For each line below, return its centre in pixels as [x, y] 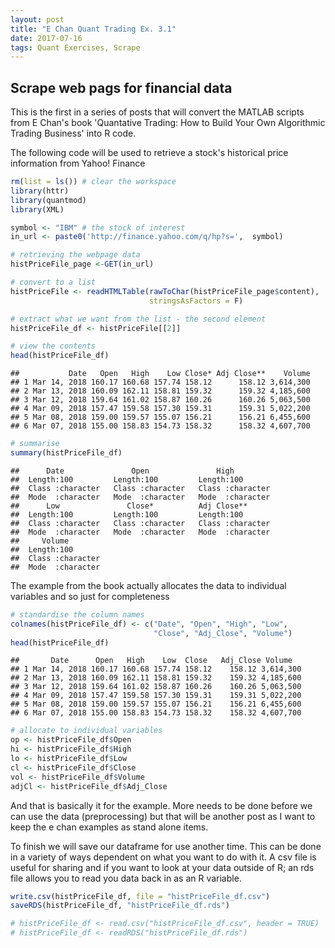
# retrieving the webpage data [75, 255]
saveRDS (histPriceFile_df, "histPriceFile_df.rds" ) [120, 906]
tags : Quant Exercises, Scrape [75, 47]
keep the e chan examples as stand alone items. [109, 827]
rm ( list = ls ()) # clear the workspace [93, 182]
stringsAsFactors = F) [196, 301]
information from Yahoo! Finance [78, 163]
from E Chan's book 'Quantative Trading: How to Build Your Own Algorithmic [168, 123]
